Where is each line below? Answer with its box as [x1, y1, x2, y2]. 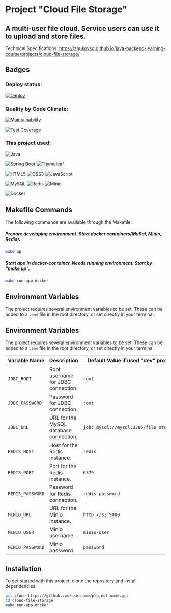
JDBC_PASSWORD [8, 400, 42, 406]
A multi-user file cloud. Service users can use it [5, 24, 159, 33]
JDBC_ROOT [8, 376, 32, 382]
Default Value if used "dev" [87, 357, 156, 364]
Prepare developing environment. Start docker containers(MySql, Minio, [5, 231, 162, 237]
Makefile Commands [5, 205, 73, 214]
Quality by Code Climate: [5, 105, 69, 112]
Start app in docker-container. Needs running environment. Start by [5, 260, 153, 266]
